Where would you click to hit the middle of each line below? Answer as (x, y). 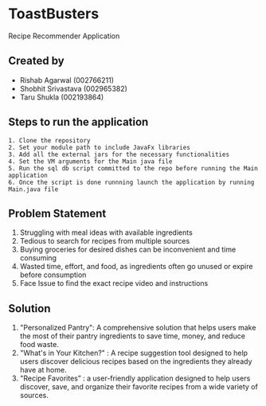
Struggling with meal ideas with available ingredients (106, 232)
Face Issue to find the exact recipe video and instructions (114, 283)
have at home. (43, 370)
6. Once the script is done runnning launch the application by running (131, 182)
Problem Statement (57, 213)
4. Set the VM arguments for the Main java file (90, 161)
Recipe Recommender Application (64, 36)
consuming (38, 258)
